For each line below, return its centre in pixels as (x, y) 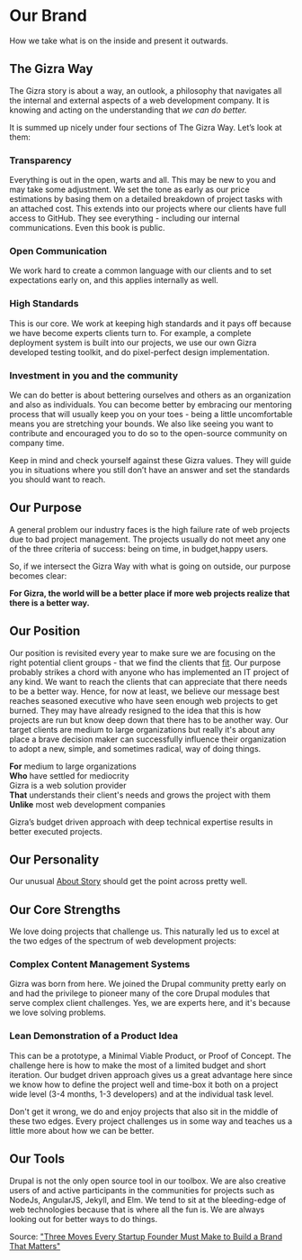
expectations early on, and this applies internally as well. (114, 280)
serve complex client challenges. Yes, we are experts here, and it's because (150, 1003)
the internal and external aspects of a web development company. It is (139, 100)
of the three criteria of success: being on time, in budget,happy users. (139, 548)
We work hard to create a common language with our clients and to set (141, 270)
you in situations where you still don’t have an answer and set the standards (150, 470)
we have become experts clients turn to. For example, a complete (130, 333)
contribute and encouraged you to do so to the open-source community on (148, 433)
